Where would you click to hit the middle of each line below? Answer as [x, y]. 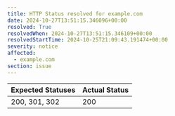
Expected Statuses [43, 90]
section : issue [30, 66]
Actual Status [105, 90]
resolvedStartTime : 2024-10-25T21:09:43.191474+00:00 [88, 40]
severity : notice [33, 46]
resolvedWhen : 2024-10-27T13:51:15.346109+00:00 [80, 33]
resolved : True [30, 27]
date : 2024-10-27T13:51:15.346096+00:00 [67, 20]
